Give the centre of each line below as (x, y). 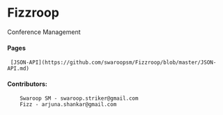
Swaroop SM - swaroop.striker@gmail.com (79, 98)
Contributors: (27, 84)
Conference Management (44, 32)
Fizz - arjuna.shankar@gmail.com (68, 105)
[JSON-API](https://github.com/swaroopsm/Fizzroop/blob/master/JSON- (113, 63)
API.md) (18, 69)
